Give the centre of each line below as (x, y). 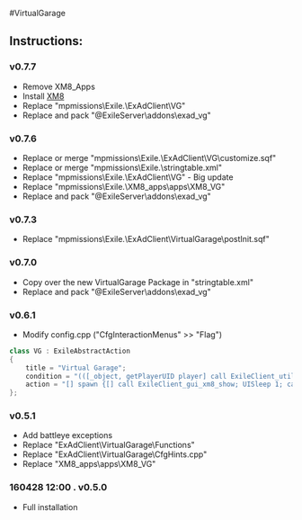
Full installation (50, 507)
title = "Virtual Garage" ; (76, 368)
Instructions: (46, 41)
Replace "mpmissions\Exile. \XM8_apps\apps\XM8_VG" (124, 186)
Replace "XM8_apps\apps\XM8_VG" (89, 464)
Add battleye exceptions (67, 435)
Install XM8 (43, 96)
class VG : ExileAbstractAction (70, 351)
